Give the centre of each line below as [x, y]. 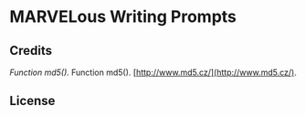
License [32, 101]
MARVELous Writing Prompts [123, 17]
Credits [31, 51]
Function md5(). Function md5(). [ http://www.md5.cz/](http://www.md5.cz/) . [153, 72]
